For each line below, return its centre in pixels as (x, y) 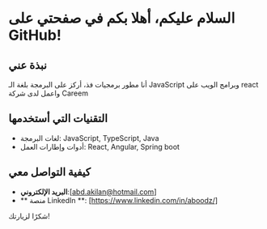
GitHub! (35, 35)
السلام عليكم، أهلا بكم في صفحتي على (122, 18)
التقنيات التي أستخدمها (58, 119)
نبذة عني (28, 65)
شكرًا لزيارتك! (29, 216)
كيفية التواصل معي (50, 172)
